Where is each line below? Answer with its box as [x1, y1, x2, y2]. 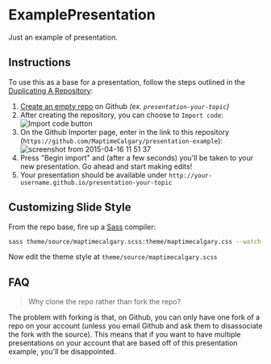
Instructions [8, 56, 71, 69]
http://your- [169, 171, 213, 179]
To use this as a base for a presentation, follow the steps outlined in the [8, 77, 246, 86]
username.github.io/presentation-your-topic [19, 178, 173, 186]
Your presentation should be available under [19, 169, 168, 179]
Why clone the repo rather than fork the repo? [27, 297, 181, 307]
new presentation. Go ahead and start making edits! [19, 161, 193, 171]
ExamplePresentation [8, 6, 156, 24]
